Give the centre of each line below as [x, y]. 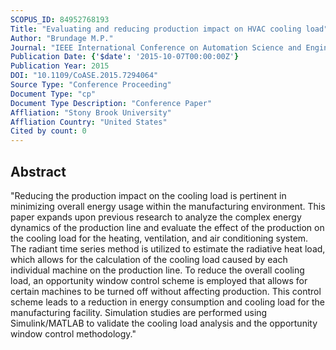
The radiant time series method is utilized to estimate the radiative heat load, [168, 248]
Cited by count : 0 [48, 131]
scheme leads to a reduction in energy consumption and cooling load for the [167, 302]
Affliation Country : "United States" [89, 122]
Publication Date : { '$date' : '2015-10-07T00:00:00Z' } [125, 57]
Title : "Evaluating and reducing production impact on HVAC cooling [156, 29]
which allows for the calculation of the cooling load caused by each [149, 259]
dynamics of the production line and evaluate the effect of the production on [167, 227]
